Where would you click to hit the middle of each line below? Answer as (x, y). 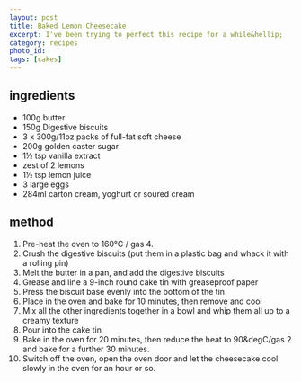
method (31, 222)
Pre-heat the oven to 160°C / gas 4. (88, 244)
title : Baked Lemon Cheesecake (68, 26)
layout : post (34, 18)
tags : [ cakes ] (36, 59)
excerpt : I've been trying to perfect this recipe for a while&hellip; (146, 34)
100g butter (44, 117)
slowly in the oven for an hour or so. (89, 368)
